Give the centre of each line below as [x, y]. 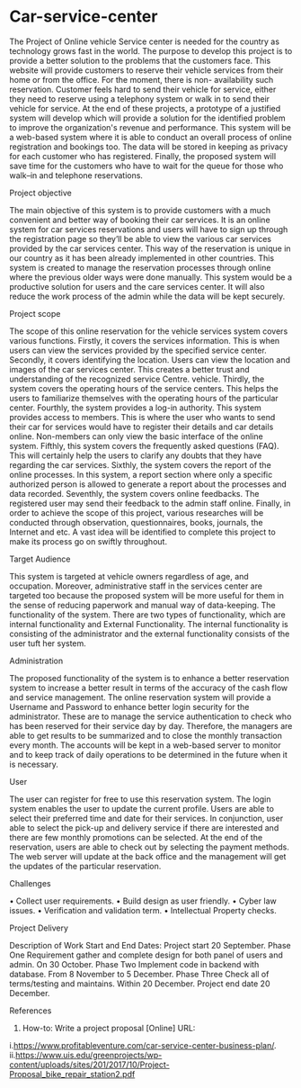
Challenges [30, 883]
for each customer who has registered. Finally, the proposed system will [143, 156]
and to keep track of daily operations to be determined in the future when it [148, 754]
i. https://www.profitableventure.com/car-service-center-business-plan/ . [143, 1045]
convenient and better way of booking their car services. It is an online [140, 220]
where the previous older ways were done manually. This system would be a [151, 277]
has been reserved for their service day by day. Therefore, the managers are [151, 725]
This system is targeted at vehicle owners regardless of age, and [129, 576]
